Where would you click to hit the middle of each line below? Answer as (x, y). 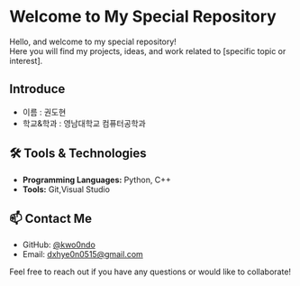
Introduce (37, 89)
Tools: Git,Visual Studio (66, 189)
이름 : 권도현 (44, 112)
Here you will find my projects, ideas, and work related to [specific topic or (148, 51)
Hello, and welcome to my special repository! (93, 42)
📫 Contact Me (51, 218)
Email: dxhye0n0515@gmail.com (83, 254)
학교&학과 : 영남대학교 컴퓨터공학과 (84, 123)
